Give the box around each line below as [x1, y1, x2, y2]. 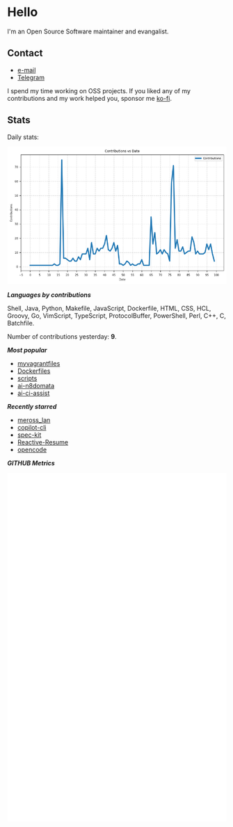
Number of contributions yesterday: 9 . [7, 332, 117, 341]
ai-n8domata [17, 381, 55, 390]
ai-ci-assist [17, 389, 50, 397]
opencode [17, 445, 47, 453]
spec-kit [17, 431, 42, 439]
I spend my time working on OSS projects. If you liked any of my [7, 86, 191, 95]
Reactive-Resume [17, 437, 68, 446]
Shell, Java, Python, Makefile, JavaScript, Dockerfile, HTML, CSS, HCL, [7, 304, 211, 312]
